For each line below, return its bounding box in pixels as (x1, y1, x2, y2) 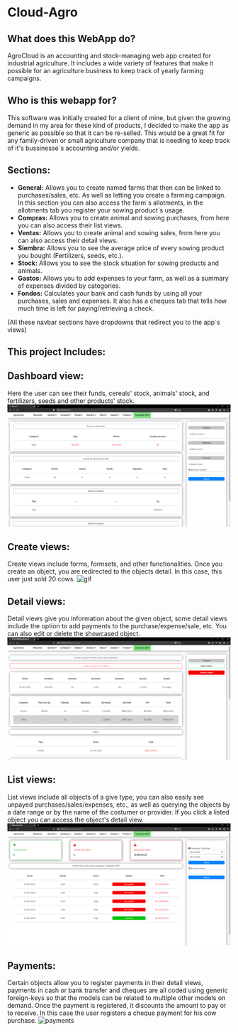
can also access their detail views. (17, 236, 118, 244)
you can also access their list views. (17, 221, 123, 230)
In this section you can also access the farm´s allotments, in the (17, 198, 203, 207)
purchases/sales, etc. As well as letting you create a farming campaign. (17, 190, 227, 199)
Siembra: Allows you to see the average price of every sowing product (17, 243, 225, 252)
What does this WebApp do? (7, 33, 136, 45)
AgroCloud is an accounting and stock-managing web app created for (7, 51, 211, 60)
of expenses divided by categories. (17, 281, 121, 290)
